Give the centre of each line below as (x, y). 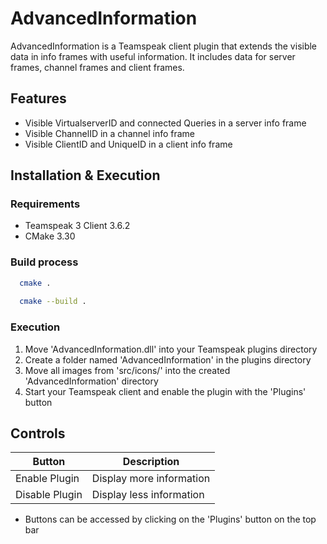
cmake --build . (53, 302)
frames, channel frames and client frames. (97, 67)
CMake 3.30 (50, 236)
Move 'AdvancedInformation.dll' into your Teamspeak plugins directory (171, 349)
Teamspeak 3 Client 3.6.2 (77, 226)
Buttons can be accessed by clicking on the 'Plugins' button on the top (170, 519)
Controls (38, 433)
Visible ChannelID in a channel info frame (110, 133)
